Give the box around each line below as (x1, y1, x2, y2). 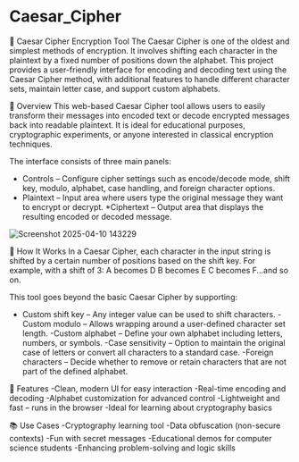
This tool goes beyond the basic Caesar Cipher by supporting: (9, 291, 238, 302)
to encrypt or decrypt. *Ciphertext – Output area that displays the (21, 201, 264, 212)
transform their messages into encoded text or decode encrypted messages (9, 110, 290, 121)
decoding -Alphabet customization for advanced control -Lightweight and (9, 392, 280, 403)
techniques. (9, 139, 53, 149)
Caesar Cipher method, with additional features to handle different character (9, 73, 290, 84)
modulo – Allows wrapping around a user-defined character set (53, 318, 286, 329)
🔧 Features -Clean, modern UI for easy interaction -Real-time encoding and (9, 382, 287, 394)
